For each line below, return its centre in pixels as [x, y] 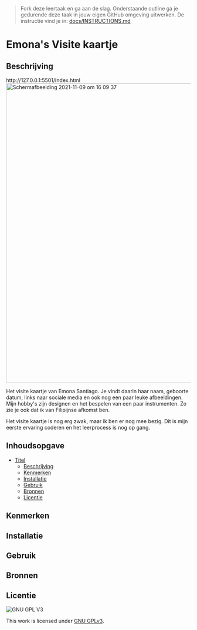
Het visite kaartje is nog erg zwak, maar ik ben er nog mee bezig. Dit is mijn [97, 421]
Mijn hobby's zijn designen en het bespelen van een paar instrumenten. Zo [96, 403]
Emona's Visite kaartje [62, 45]
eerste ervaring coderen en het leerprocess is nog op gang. [78, 428]
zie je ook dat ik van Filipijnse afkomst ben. [58, 410]
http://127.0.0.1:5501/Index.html [43, 80]
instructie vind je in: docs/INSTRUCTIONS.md [75, 21]
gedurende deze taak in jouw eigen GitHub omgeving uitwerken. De [102, 15]
